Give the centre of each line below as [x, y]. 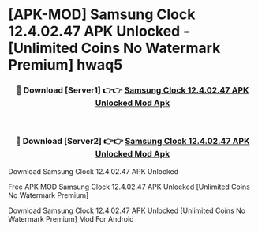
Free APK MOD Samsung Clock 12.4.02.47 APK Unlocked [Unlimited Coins [129, 187]
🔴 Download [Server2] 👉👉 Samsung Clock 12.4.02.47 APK [133, 142]
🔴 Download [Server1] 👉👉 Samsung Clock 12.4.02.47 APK [133, 90]
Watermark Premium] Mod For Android [71, 218]
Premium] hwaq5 [65, 65]
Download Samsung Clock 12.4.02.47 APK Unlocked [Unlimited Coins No [127, 210]
